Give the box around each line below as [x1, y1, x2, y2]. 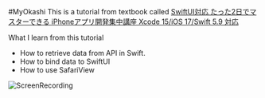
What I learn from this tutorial [8, 33, 104, 42]
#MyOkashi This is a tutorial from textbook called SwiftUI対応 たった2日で [8, 7, 250, 16]
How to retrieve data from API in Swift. [19, 49, 146, 57]
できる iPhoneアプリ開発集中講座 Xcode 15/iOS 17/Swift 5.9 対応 [29, 17, 239, 26]
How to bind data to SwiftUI [19, 57, 111, 66]
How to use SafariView [19, 65, 95, 74]
